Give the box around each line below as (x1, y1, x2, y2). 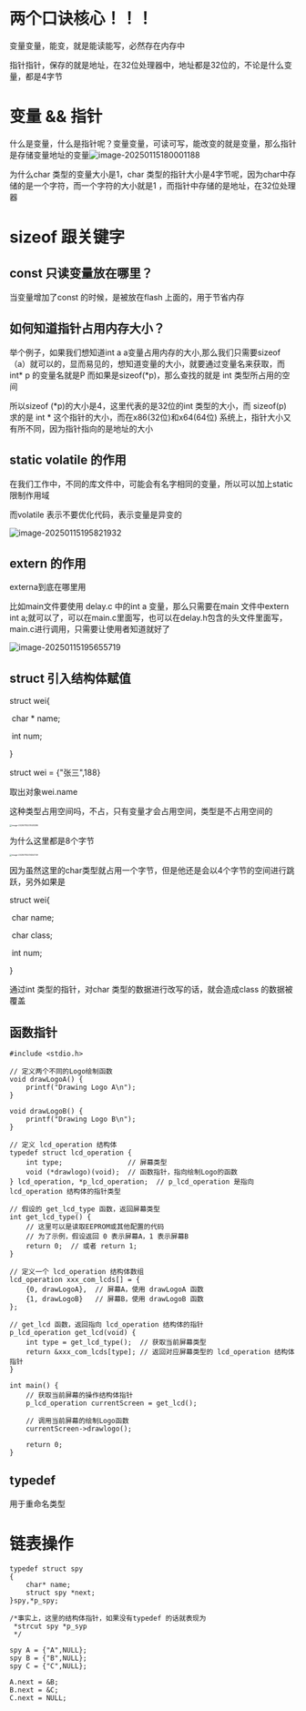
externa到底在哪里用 (9, 582, 87, 593)
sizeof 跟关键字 (9, 227, 126, 248)
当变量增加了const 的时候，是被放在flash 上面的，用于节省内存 (9, 291, 245, 302)
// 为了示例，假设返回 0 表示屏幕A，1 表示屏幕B (25, 1231, 189, 1241)
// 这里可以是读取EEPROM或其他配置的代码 (25, 1222, 165, 1231)
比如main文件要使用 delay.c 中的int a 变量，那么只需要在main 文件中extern (9, 601, 290, 612)
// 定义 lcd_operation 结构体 (9, 1140, 117, 1149)
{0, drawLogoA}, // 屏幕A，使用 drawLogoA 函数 (25, 1285, 204, 1294)
